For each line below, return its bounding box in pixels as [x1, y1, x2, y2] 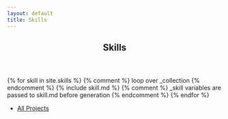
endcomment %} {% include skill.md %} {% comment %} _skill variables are [7, 83, 222, 92]
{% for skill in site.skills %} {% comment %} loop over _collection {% [7, 76, 200, 84]
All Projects [16, 104, 49, 112]
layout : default [7, 10, 53, 17]
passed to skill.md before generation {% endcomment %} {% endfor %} [7, 90, 210, 99]
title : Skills [7, 16, 48, 23]
